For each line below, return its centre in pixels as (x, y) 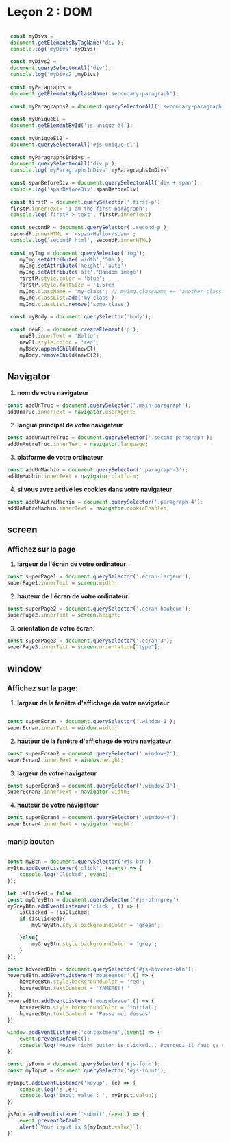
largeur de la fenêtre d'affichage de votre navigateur (93, 703)
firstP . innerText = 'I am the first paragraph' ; (79, 209)
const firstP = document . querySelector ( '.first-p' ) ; (87, 202)
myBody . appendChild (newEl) (58, 349)
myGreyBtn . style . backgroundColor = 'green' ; (96, 926)
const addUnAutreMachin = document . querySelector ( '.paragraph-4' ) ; (105, 502)
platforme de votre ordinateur (60, 457)
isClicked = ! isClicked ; (55, 912)
